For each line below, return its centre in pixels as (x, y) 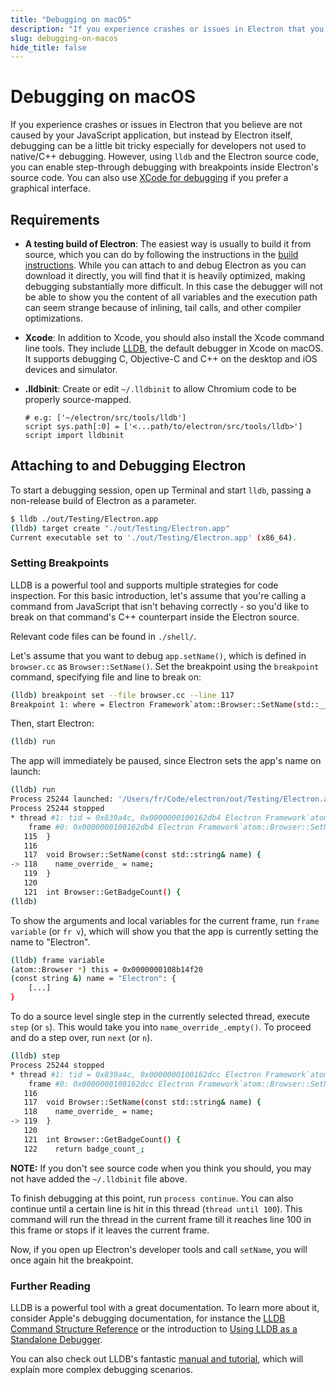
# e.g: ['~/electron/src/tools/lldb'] (105, 418)
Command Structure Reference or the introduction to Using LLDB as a (154, 1329)
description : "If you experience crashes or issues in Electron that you (167, 29)
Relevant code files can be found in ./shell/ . (103, 636)
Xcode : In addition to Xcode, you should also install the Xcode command (174, 337)
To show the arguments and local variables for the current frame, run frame (165, 920)
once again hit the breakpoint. (72, 1260)
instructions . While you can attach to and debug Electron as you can (165, 265)
